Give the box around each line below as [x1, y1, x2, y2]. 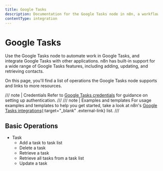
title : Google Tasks [5, 7, 47, 12]
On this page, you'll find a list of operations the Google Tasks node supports [5, 78, 157, 84]
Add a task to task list [19, 140, 63, 146]
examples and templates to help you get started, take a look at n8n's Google [5, 103, 158, 109]
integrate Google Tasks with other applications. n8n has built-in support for [5, 58, 155, 64]
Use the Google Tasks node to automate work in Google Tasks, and [5, 53, 140, 59]
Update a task [19, 160, 48, 166]
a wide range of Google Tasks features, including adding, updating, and [5, 63, 148, 69]
